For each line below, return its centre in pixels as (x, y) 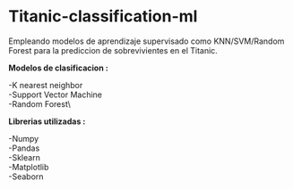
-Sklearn (25, 157)
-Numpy (24, 138)
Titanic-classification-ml (103, 16)
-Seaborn (26, 177)
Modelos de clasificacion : (58, 68)
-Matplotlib (29, 167)
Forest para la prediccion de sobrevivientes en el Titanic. (113, 50)
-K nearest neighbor (46, 85)
